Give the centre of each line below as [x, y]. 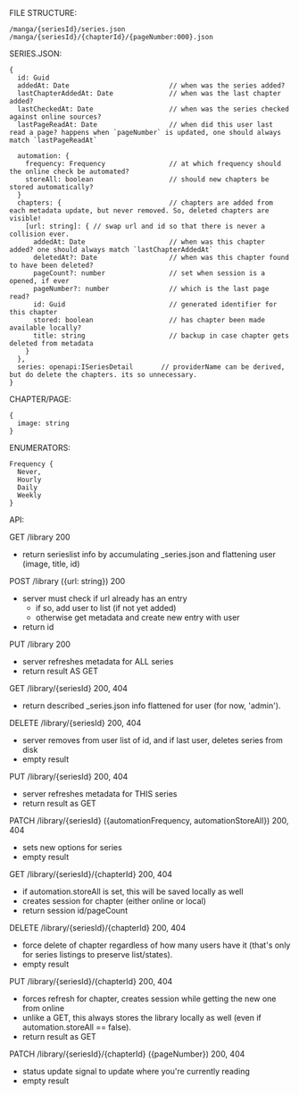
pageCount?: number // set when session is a [149, 273]
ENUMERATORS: [40, 447]
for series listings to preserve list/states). [97, 954]
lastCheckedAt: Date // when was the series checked [154, 109]
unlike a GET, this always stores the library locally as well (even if [141, 1018]
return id [38, 627]
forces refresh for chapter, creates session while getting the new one [149, 999]
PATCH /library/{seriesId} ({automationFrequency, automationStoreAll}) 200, [149, 820]
